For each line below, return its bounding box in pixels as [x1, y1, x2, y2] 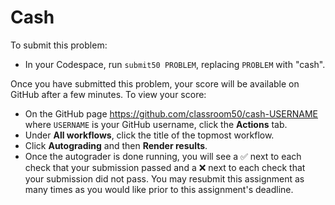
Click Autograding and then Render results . [24, 139, 208, 151]
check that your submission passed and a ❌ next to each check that [24, 161, 306, 173]
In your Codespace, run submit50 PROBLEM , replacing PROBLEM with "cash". [24, 58, 326, 70]
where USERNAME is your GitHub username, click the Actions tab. [24, 118, 288, 130]
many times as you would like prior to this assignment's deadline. [24, 183, 294, 195]
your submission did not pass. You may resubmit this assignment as [24, 172, 305, 185]
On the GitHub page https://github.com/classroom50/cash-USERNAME [24, 107, 318, 120]
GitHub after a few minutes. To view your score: [10, 88, 207, 100]
